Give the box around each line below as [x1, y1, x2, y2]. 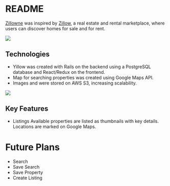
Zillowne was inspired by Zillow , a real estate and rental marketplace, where [5, 20, 165, 26]
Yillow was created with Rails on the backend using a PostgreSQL [12, 64, 151, 70]
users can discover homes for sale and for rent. [5, 25, 105, 31]
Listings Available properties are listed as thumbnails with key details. [12, 118, 159, 124]
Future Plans [5, 141, 60, 153]
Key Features [5, 105, 49, 113]
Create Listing [12, 175, 42, 181]
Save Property [12, 169, 44, 175]
